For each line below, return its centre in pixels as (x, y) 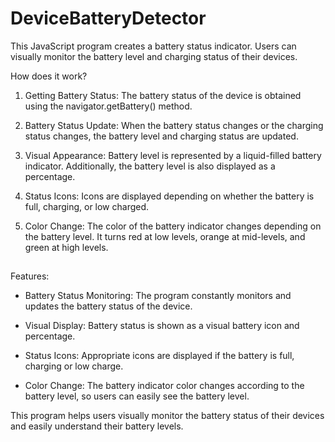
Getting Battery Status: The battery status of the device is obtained (163, 95)
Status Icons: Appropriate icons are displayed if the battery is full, (159, 356)
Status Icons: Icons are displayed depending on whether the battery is (169, 196)
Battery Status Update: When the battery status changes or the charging (174, 125)
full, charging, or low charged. (87, 206)
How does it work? (49, 76)
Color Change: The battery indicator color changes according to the (164, 386)
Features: (30, 276)
